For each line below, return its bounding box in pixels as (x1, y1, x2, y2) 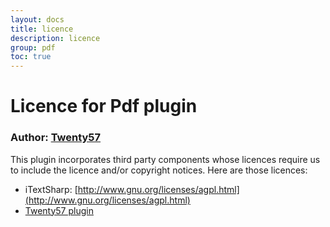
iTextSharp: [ (24, 183, 78, 195)
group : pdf (10, 42, 56, 53)
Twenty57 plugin (24, 204, 94, 216)
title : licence (10, 24, 74, 34)
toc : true (10, 52, 52, 62)
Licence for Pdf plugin (10, 95, 198, 118)
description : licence (10, 33, 101, 43)
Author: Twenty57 (10, 131, 102, 145)
